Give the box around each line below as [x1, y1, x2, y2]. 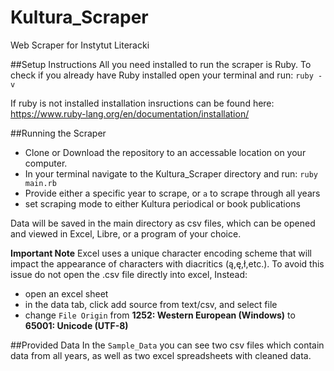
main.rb [24, 178, 57, 188]
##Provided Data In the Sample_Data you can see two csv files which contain [10, 339, 325, 351]
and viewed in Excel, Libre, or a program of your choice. [10, 227, 242, 240]
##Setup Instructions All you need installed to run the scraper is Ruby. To [10, 58, 312, 70]
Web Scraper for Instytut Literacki [10, 39, 150, 51]
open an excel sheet [24, 287, 109, 300]
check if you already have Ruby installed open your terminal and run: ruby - [10, 69, 323, 81]
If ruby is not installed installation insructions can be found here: [10, 97, 275, 109]
